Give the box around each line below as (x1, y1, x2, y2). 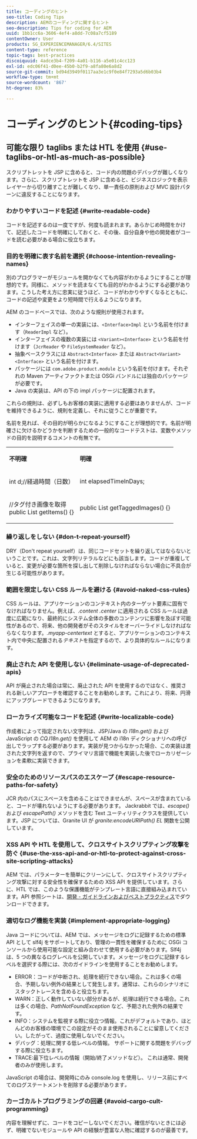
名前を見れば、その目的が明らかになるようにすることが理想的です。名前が (6, 419, 186, 427)
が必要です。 (14, 380, 46, 387)
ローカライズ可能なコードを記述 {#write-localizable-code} (6, 713, 175, 721)
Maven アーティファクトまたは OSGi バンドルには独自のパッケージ (26, 372, 188, 379)
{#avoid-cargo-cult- (103, 1097, 163, 1105)
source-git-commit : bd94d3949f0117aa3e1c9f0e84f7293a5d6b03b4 (6, 69, 162, 75)
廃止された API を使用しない (6, 660, 86, 668)
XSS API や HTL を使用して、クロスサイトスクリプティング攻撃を (6, 840, 190, 848)
